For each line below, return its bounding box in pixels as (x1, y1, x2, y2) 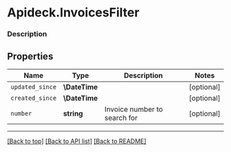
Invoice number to (104, 104, 164, 114)
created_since (10, 94, 57, 102)
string (63, 108, 84, 118)
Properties (7, 50, 54, 62)
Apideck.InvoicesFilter (7, 5, 140, 21)
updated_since (10, 83, 57, 90)
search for (104, 113, 138, 123)
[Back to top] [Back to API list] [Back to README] (7, 137, 146, 145)
